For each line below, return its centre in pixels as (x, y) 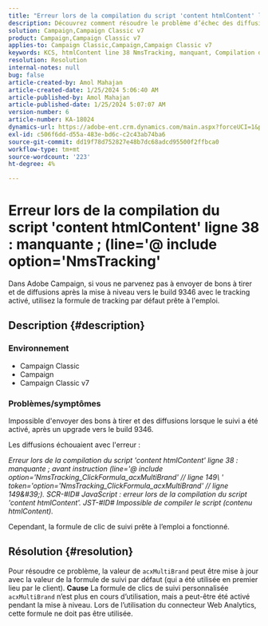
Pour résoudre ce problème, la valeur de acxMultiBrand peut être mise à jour (134, 571)
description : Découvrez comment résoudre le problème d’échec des (121, 23)
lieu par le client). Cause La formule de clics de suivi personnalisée (118, 588)
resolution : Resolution (48, 61)
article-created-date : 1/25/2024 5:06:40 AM (83, 90)
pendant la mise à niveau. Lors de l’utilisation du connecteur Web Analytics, (132, 604)
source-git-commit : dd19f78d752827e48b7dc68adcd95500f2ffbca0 (114, 142)
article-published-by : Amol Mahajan (69, 97)
